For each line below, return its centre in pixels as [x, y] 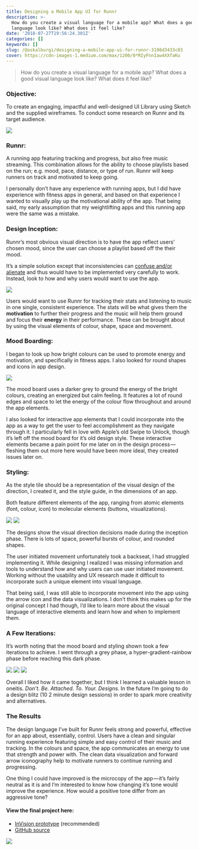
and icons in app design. [36, 366]
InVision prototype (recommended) [57, 823]
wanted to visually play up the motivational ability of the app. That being [93, 201]
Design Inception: [32, 229]
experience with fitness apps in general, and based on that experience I [93, 195]
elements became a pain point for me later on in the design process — [91, 444]
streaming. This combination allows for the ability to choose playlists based [97, 165]
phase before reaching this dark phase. [54, 659]
